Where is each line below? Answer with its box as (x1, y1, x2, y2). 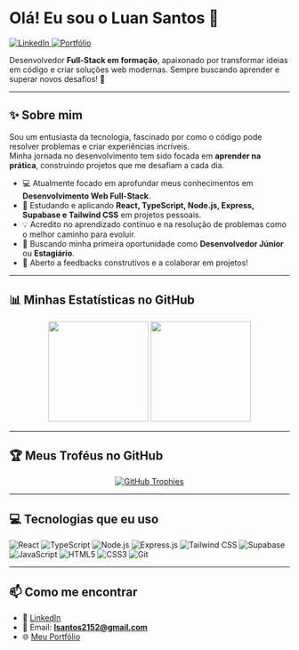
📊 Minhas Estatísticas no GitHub (9, 293, 196, 308)
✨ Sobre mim (9, 108, 83, 123)
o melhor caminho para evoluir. (21, 229, 136, 240)
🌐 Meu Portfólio (21, 631, 81, 642)
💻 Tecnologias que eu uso (9, 511, 159, 526)
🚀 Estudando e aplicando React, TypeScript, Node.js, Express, (21, 199, 255, 210)
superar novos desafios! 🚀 (9, 73, 105, 84)
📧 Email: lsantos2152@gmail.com (21, 622, 149, 632)
